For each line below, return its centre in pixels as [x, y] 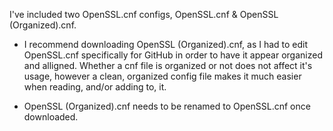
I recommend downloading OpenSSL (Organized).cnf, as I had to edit [166, 44]
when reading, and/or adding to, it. [95, 87]
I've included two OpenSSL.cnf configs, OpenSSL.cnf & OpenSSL [144, 14]
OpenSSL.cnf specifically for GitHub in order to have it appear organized [173, 55]
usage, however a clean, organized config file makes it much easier [162, 76]
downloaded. [51, 117]
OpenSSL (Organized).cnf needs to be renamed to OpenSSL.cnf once [167, 106]
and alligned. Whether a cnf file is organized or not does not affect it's [168, 65]
